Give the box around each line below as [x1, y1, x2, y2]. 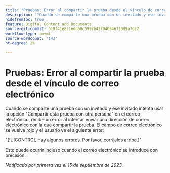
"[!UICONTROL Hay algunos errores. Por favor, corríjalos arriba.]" [5, 137, 142, 143]
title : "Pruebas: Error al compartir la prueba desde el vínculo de [5, 7, 153, 13]
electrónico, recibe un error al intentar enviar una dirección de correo [5, 116, 150, 122]
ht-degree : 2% [5, 41, 35, 46]
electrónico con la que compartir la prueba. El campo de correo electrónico [5, 122, 162, 128]
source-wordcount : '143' [5, 36, 58, 41]
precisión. [5, 152, 26, 158]
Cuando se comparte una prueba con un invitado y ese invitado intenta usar [5, 105, 164, 111]
